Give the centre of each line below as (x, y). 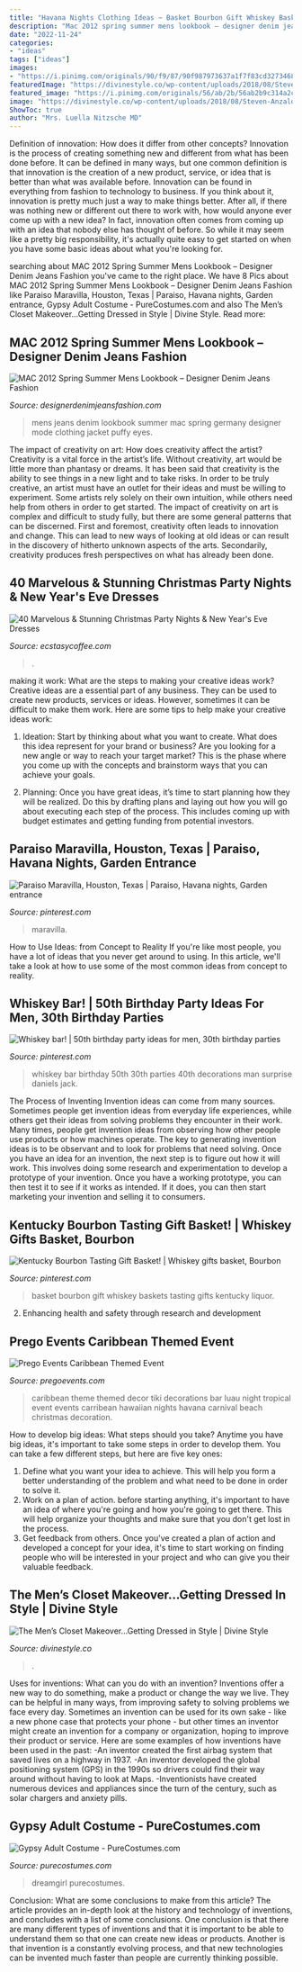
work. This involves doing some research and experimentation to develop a (148, 1168)
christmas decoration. (72, 1417)
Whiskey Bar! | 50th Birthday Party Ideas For (137, 1003)
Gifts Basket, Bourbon (72, 1239)
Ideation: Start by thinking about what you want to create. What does (150, 736)
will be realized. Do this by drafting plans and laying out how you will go (155, 801)
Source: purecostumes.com (61, 1865)
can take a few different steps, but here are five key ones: (116, 1454)
